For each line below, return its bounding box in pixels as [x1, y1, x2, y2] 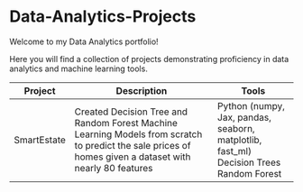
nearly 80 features [74, 161, 153, 174]
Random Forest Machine [74, 116, 179, 129]
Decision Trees [217, 156, 281, 169]
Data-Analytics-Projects [9, 6, 197, 27]
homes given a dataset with [74, 151, 191, 163]
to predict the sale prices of [74, 139, 191, 151]
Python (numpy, [217, 99, 286, 112]
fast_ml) [217, 144, 252, 157]
